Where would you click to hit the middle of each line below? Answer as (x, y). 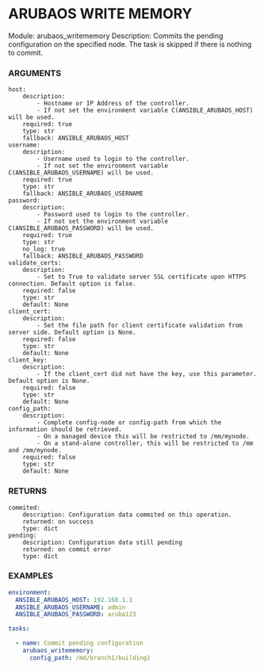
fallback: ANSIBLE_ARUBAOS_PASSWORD (83, 256)
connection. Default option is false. (72, 284)
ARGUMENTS (35, 73)
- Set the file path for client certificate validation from (140, 326)
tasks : (19, 629)
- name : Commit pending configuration (80, 643)
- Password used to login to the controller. (113, 215)
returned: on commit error (67, 549)
